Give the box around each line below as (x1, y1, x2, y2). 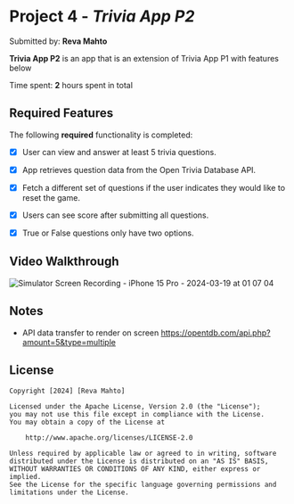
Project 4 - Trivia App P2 (9, 6, 195, 27)
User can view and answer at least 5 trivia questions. (21, 146, 216, 157)
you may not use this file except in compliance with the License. (9, 409, 265, 418)
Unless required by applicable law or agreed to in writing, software (9, 449, 277, 458)
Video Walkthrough (9, 254, 119, 269)
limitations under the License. (9, 488, 129, 497)
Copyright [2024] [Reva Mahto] (9, 386, 126, 395)
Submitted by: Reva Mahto (9, 36, 108, 46)
